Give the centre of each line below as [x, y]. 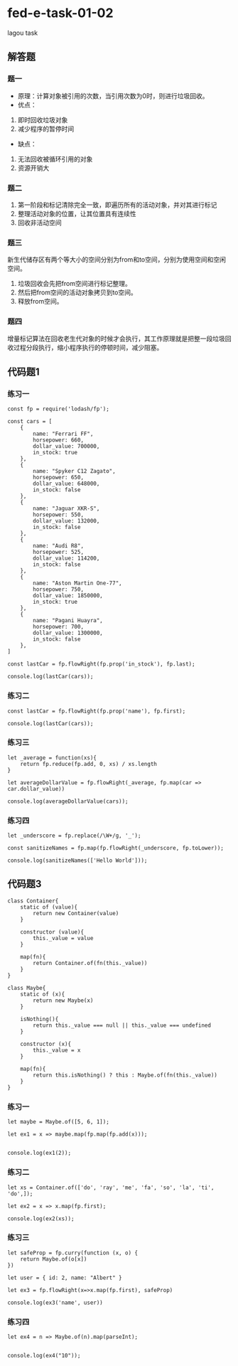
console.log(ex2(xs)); [41, 1218]
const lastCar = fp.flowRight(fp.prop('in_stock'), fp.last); [101, 664]
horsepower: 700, [58, 627]
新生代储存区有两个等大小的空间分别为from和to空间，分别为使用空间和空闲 [117, 260]
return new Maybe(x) [63, 1001]
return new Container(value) [76, 913]
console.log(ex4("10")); [44, 1356]
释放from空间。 [40, 302]
